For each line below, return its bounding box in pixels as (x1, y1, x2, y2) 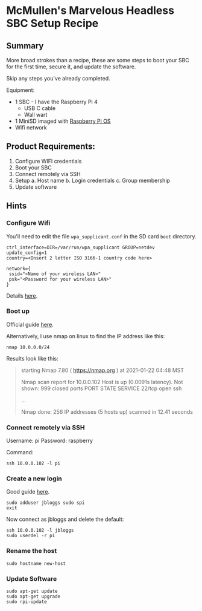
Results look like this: (6, 355, 58, 362)
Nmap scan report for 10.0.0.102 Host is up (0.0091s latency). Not (21, 378, 183, 385)
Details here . (6, 292, 38, 299)
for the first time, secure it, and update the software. (6, 63, 136, 70)
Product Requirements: (6, 142, 95, 152)
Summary (6, 41, 44, 51)
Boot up (6, 307, 30, 315)
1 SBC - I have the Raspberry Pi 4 (14, 98, 98, 105)
